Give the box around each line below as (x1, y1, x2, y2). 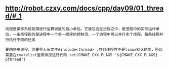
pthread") (5, 57, 26, 62)
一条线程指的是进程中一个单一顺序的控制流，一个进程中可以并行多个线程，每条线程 (12, 31, 160, 37)
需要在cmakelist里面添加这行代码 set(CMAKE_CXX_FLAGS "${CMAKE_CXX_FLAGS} (5, 52, 158, 57)
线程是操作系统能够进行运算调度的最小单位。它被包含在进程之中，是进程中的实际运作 (5, 26, 156, 31)
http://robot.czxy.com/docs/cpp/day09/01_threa (5, 4, 164, 13)
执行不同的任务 (9, 37, 36, 42)
